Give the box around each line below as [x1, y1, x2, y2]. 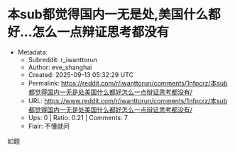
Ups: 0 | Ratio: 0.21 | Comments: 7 [28, 113, 129, 122]
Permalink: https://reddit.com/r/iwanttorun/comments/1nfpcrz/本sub [28, 78, 228, 87]
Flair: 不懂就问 [28, 122, 70, 130]
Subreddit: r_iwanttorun [28, 55, 98, 64]
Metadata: [17, 47, 48, 57]
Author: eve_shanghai [28, 63, 92, 71]
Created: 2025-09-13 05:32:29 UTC [28, 70, 133, 78]
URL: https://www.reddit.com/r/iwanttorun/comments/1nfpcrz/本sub [28, 96, 228, 105]
